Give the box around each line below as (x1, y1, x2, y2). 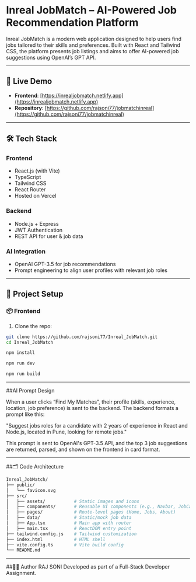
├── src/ (6, 493, 27, 499)
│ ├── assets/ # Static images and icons (6, 498, 140, 504)
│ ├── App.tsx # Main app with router (6, 520, 132, 526)
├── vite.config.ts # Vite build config (6, 542, 124, 547)
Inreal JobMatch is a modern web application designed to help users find (6, 35, 182, 42)
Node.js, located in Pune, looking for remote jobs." (6, 428, 127, 436)
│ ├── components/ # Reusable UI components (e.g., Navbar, (6, 504, 176, 509)
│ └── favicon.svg (6, 487, 57, 493)
